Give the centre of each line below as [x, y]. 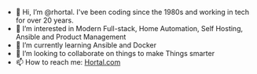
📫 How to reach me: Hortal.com [68, 62]
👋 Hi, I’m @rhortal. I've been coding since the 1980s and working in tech [132, 12]
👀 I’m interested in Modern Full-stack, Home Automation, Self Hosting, [129, 28]
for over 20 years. [45, 20]
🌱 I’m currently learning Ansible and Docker [86, 45]
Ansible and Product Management [71, 37]
